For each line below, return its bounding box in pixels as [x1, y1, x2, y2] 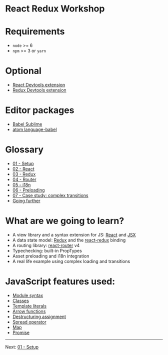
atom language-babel [12, 126, 57, 132]
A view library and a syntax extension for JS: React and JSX [12, 231, 136, 237]
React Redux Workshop [5, 3, 105, 14]
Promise [12, 329, 30, 335]
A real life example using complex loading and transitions [12, 258, 130, 264]
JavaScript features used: [5, 276, 115, 287]
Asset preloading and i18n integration [12, 253, 89, 259]
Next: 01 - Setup [5, 343, 39, 350]
